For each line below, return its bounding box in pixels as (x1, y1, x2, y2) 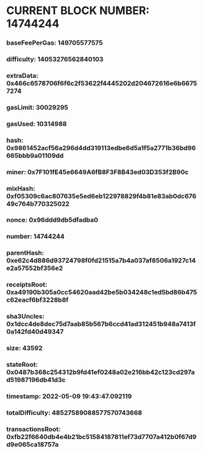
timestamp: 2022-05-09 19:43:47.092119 (6, 392, 132, 400)
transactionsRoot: (6, 425, 61, 433)
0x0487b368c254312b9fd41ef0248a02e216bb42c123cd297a (6, 368, 195, 376)
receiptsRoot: (6, 280, 48, 289)
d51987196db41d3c (6, 376, 66, 384)
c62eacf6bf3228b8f (6, 296, 69, 304)
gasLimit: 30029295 (6, 103, 69, 111)
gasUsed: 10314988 (6, 119, 67, 128)
